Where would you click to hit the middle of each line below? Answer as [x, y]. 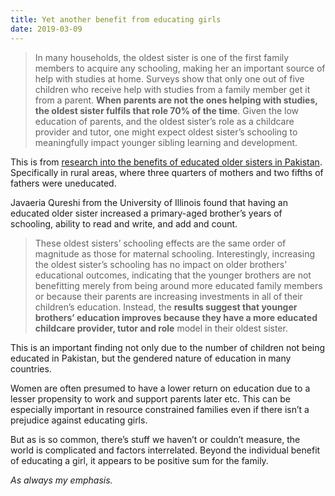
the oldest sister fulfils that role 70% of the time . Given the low [167, 110]
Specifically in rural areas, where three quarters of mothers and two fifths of [167, 172]
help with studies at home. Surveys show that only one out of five [169, 78]
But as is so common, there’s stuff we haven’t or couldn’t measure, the [155, 439]
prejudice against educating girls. [79, 420]
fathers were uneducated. [63, 183]
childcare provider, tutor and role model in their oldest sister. [161, 328]
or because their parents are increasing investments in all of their [168, 296]
